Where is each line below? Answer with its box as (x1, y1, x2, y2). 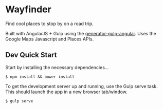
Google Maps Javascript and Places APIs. (5, 36, 94, 42)
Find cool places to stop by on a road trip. (5, 20, 94, 27)
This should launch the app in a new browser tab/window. (5, 89, 128, 95)
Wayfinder (5, 4, 51, 15)
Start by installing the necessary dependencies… (5, 64, 109, 70)
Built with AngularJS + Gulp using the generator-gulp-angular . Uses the (5, 30, 157, 36)
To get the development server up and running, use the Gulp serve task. (5, 83, 158, 89)
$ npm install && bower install (5, 74, 75, 79)
